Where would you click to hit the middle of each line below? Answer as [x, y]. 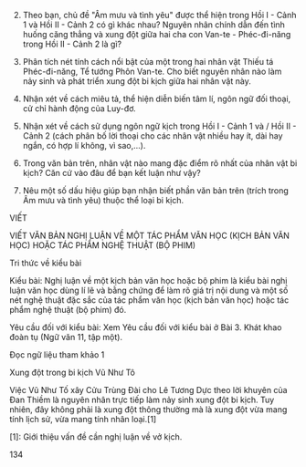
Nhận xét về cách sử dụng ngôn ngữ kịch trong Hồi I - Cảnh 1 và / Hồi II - [159, 126]
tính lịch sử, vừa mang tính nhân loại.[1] [83, 419]
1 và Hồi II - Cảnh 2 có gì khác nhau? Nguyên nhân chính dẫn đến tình [154, 25]
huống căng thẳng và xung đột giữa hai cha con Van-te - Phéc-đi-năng [157, 34]
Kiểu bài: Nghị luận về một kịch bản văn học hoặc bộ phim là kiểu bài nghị [148, 280]
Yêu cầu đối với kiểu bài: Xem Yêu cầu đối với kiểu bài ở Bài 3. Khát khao [146, 327]
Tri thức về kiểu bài [46, 263]
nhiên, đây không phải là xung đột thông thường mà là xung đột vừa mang [148, 410]
